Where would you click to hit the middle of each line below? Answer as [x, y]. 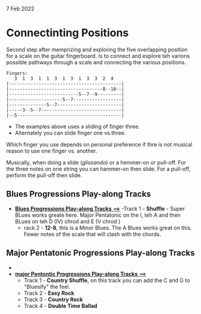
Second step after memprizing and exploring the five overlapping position [97, 49]
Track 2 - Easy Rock [49, 293]
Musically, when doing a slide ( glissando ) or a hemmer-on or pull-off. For [96, 162]
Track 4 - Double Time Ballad [60, 306]
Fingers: [17, 73]
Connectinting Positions [68, 33]
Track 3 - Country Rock [53, 299]
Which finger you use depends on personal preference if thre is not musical [99, 144]
